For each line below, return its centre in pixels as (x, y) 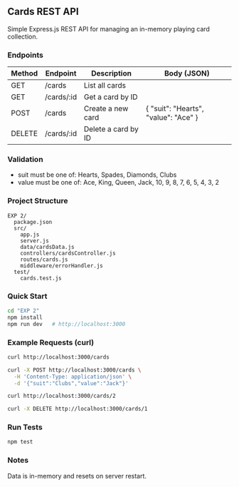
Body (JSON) (187, 73)
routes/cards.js (44, 260)
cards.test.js (41, 278)
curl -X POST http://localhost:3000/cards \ (74, 370)
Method (25, 73)
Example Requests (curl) (51, 342)
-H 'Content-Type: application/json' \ (73, 376)
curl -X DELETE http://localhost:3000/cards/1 (78, 409)
